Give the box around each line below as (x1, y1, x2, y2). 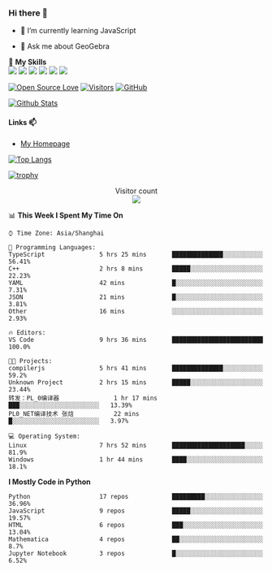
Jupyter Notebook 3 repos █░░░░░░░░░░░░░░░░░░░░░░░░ (8, 549, 264, 557)
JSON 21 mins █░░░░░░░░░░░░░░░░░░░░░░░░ (8, 292, 264, 301)
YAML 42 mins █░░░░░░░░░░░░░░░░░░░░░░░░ (8, 279, 264, 287)
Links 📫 (8, 117, 37, 127)
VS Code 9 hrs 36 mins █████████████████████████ (8, 335, 264, 344)
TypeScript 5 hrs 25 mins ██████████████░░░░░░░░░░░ (8, 250, 264, 258)
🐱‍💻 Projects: (8, 357, 53, 365)
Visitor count (114, 186, 158, 196)
